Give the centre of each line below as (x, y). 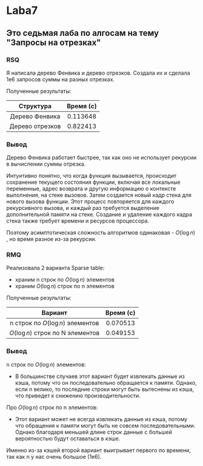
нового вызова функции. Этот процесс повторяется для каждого (90, 201)
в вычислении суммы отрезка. (46, 164)
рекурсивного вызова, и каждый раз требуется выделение (83, 208)
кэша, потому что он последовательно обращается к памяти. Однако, (106, 382)
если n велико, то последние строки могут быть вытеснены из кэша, (105, 389)
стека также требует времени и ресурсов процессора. (78, 221)
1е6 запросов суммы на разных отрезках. (61, 79)
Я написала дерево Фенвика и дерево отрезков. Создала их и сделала (98, 73)
